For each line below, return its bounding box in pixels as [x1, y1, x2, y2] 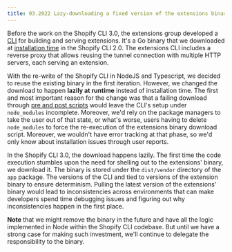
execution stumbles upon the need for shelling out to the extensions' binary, [7, 158, 224, 166]
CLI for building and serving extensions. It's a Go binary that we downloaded [7, 36, 225, 45]
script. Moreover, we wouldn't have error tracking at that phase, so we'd [7, 130, 213, 138]
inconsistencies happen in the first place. [7, 202, 124, 210]
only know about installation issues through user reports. [7, 137, 169, 145]
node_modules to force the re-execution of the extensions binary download [7, 123, 217, 131]
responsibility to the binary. [7, 237, 85, 245]
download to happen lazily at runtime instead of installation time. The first [7, 86, 219, 94]
